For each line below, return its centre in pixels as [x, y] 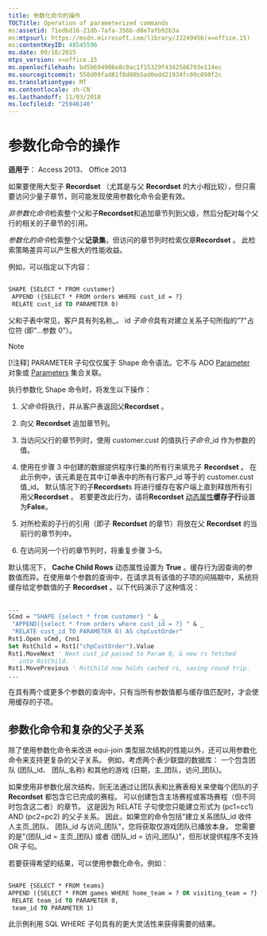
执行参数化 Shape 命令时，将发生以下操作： [80, 389]
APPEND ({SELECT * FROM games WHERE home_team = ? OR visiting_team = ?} [133, 893]
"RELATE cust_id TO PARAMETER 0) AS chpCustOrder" [97, 632]
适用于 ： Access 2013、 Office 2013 [68, 170]
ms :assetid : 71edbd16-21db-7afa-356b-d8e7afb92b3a [94, 30]
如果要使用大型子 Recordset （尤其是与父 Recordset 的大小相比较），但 [125, 187]
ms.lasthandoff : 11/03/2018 [55, 97]
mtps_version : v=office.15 [53, 60]
